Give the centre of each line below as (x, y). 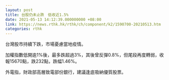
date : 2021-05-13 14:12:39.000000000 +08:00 (53, 19)
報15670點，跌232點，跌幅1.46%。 (43, 61)
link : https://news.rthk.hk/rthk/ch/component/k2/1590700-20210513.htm (83, 24)
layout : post (19, 10)
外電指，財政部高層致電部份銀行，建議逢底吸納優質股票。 (66, 72)
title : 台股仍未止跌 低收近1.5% (37, 15)
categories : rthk (24, 29)
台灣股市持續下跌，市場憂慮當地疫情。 (45, 44)
